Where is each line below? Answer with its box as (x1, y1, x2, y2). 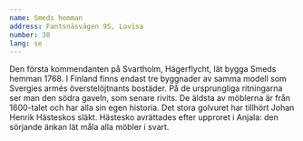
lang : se (9, 38, 43, 48)
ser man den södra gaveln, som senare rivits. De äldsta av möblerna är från (9, 93, 291, 104)
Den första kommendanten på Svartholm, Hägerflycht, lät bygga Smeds (9, 64, 277, 75)
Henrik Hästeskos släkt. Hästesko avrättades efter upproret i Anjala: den (9, 112, 279, 123)
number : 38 (9, 30, 51, 39)
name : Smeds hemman (9, 13, 83, 23)
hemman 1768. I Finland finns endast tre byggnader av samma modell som (9, 74, 288, 85)
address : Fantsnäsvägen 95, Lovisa (9, 22, 144, 31)
